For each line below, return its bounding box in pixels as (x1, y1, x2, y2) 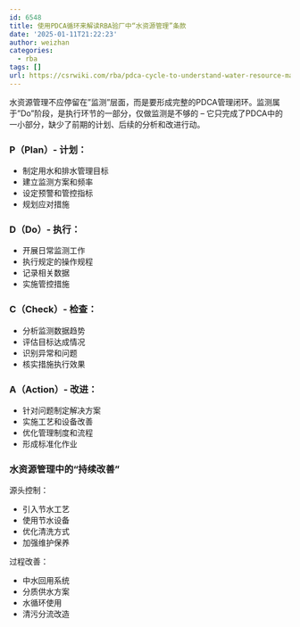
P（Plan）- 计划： (9, 144, 87, 156)
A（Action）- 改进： (9, 383, 98, 395)
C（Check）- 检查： (9, 303, 97, 316)
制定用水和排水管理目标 (21, 166, 109, 177)
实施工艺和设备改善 (21, 416, 94, 426)
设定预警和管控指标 (21, 188, 94, 199)
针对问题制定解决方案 (21, 405, 101, 416)
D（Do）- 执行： (9, 223, 80, 235)
